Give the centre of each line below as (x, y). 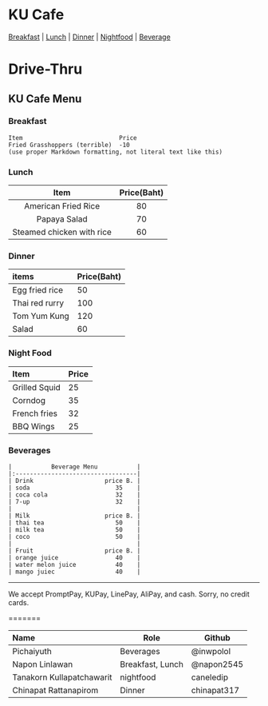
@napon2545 (217, 664)
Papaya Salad (62, 219)
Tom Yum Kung (41, 316)
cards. (19, 602)
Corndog (29, 400)
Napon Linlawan (43, 664)
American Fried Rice (62, 206)
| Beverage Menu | (75, 467)
